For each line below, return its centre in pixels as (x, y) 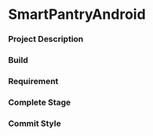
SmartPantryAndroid (77, 15)
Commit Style (35, 123)
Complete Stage (40, 102)
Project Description (46, 39)
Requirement (33, 81)
